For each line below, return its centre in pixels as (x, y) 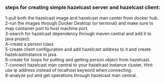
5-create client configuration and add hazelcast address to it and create (78, 49)
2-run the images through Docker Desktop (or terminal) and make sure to (79, 23)
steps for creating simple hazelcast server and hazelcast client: (83, 7)
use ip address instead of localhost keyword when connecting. (69, 70)
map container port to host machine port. (47, 28)
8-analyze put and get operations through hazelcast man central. (71, 76)
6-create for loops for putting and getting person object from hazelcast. (78, 60)
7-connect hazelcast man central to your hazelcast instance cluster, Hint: (79, 65)
